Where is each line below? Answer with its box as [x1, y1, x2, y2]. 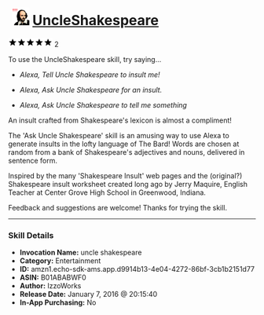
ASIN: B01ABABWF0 [19, 273, 86, 282]
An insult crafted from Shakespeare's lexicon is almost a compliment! [8, 115, 232, 125]
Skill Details [8, 229, 54, 240]
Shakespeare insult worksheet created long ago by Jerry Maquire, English [8, 179, 247, 189]
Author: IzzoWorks [19, 281, 82, 291]
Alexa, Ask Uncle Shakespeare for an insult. [19, 85, 163, 94]
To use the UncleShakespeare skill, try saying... [8, 54, 162, 64]
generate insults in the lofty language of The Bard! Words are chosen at [8, 139, 240, 148]
